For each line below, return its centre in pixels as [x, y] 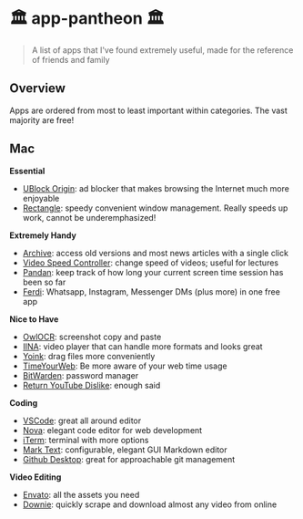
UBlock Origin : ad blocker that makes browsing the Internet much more [156, 188]
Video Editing [35, 477]
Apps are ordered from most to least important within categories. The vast [149, 110]
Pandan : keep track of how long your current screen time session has [153, 272]
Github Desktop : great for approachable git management [129, 459]
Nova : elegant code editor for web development [112, 430]
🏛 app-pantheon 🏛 [87, 19]
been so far [44, 282]
